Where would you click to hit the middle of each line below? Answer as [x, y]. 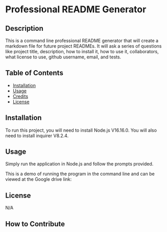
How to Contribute [35, 224]
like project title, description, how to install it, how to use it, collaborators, [82, 51]
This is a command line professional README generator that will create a [82, 40]
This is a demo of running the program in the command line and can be [80, 174]
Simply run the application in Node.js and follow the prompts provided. [79, 164]
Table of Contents [34, 73]
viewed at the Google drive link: [39, 179]
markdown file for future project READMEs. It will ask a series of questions [83, 46]
